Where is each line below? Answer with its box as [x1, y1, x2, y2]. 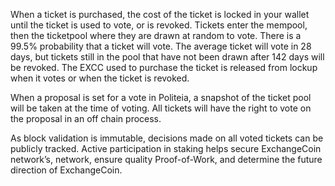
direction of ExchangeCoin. [10, 164, 123, 176]
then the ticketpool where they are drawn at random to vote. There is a [10, 30, 302, 41]
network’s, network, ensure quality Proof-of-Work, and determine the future [10, 154, 323, 165]
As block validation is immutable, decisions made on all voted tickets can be [10, 132, 324, 144]
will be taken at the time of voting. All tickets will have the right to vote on [10, 102, 312, 114]
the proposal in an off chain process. [10, 113, 162, 124]
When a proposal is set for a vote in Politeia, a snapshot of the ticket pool [10, 92, 312, 103]
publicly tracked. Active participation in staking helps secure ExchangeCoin [10, 143, 322, 154]
